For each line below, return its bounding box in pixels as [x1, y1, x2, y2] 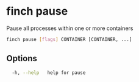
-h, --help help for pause [12, 69, 86, 76]
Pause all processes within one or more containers [6, 24, 134, 32]
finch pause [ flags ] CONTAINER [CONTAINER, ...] [6, 36, 132, 42]
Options [6, 53, 38, 64]
